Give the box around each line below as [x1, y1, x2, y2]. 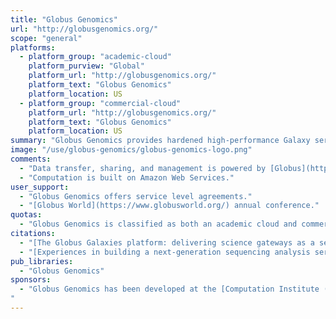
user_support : [10, 182, 70, 192]
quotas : [10, 210, 43, 220]
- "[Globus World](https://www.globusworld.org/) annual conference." [19, 201, 320, 211]
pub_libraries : [10, 256, 74, 266]
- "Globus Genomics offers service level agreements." [19, 191, 253, 201]
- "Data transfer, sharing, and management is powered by [19, 163, 267, 173]
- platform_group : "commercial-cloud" [19, 98, 182, 108]
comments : [10, 154, 52, 164]
